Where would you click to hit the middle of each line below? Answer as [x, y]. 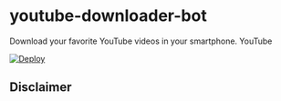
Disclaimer [41, 87]
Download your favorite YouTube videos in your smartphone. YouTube [141, 41]
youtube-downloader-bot [108, 16]
